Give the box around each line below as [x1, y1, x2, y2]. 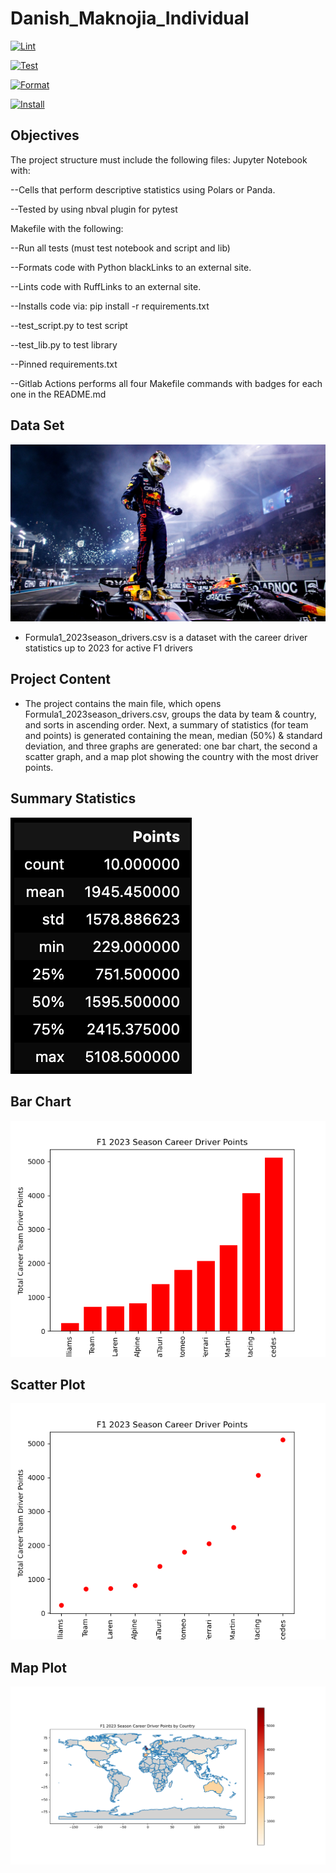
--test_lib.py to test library [10, 338, 118, 351]
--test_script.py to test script [10, 319, 128, 331]
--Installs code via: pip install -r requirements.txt [10, 300, 210, 312]
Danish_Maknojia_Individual [10, 7, 250, 30]
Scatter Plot [10, 1376, 86, 1393]
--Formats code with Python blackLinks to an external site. [10, 261, 252, 273]
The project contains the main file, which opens [24, 697, 222, 709]
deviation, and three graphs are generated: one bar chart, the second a [24, 740, 318, 752]
